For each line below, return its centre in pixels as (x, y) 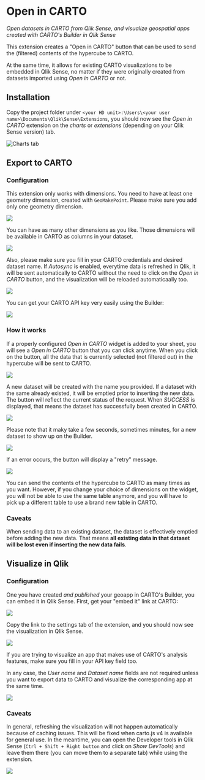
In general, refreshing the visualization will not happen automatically (92, 727)
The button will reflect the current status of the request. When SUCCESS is (101, 399)
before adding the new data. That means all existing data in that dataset (98, 538)
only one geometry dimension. (45, 207)
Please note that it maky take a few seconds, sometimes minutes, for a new (101, 429)
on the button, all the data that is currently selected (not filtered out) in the (100, 356)
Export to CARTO (39, 163)
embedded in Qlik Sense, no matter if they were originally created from (96, 71)
